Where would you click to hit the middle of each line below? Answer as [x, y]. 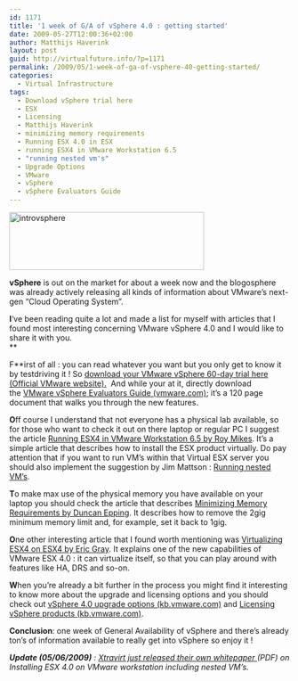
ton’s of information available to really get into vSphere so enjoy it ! [131, 640]
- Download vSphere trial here [75, 100]
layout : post [33, 51]
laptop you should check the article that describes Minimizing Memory [138, 503]
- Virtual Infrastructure [65, 84]
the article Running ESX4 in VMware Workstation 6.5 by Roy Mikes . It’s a [141, 439]
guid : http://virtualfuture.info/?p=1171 [87, 59]
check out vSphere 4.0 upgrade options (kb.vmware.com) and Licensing [142, 604]
